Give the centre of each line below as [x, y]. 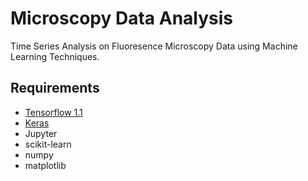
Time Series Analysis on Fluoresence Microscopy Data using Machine [154, 46]
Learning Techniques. [55, 56]
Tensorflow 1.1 [53, 112]
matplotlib [45, 165]
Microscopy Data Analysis [122, 18]
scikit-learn [48, 144]
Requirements [55, 88]
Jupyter [41, 133]
